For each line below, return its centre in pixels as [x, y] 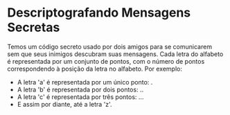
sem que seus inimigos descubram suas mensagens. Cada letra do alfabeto [115, 54]
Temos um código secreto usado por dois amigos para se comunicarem [110, 46]
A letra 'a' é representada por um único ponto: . [85, 82]
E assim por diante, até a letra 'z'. [64, 104]
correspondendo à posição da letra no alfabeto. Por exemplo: [95, 69]
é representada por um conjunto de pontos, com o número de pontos [106, 61]
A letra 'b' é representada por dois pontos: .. [80, 89]
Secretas [34, 27]
